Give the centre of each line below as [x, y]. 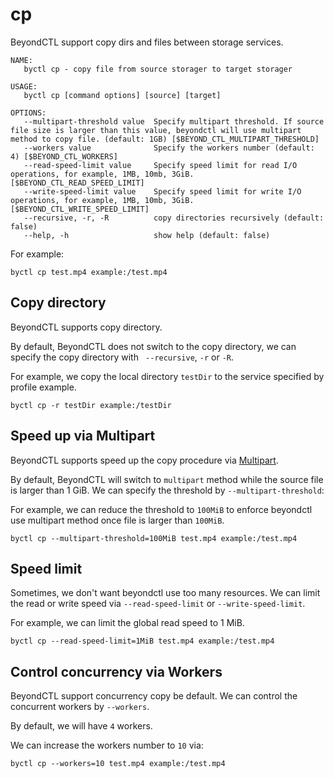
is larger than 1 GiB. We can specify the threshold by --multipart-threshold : [167, 490]
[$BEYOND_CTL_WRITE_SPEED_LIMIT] [80, 209]
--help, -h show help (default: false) [147, 235]
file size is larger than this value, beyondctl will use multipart [156, 130]
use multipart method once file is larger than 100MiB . [117, 520]
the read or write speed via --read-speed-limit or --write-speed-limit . [158, 604]
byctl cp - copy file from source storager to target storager [158, 69]
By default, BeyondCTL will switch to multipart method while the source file [167, 479]
